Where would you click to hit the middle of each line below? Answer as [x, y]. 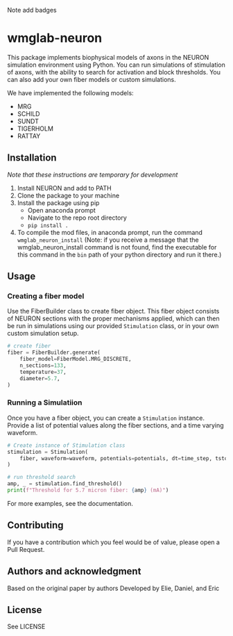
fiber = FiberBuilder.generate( [54, 353]
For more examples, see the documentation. [70, 503]
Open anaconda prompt [61, 210]
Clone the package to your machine [68, 195]
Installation [32, 158]
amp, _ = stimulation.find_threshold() [65, 484]
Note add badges [32, 10]
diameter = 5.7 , [40, 378]
